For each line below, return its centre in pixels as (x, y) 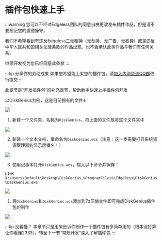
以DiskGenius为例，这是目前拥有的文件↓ (46, 100)
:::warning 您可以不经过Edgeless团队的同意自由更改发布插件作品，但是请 (78, 24)
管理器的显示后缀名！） (40, 145)
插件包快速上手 (35, 10)
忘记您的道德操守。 (28, 30)
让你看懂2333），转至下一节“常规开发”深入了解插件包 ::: (60, 232)
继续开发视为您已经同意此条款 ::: (37, 63)
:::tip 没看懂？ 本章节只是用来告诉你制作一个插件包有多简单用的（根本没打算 (81, 226)
